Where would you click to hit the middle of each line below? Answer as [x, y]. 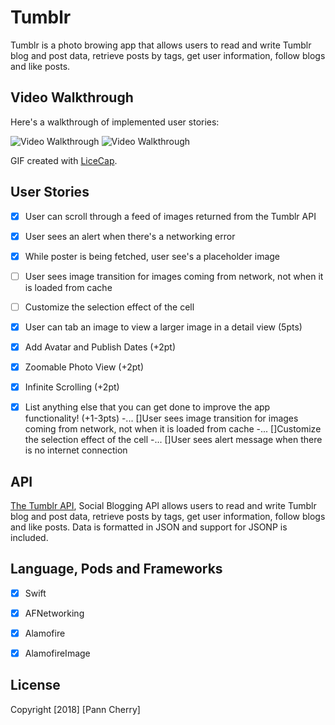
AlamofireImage [57, 653]
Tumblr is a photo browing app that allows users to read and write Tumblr [161, 45]
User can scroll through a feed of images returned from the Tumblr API [170, 216]
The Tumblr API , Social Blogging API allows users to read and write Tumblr [163, 505]
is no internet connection [76, 450]
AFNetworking [54, 613]
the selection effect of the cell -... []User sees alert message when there [173, 440]
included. [29, 537]
